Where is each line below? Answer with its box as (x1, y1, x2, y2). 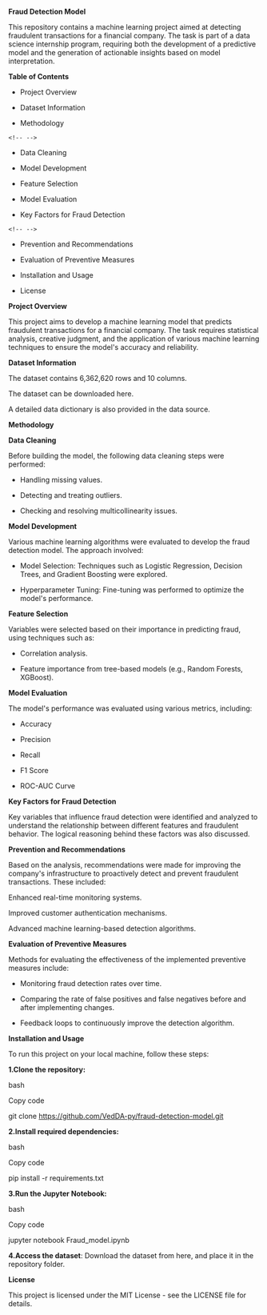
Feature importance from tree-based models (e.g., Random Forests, (19, 664, 244, 673)
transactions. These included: (8, 877, 106, 887)
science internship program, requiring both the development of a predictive (8, 39, 257, 49)
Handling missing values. (19, 475, 103, 484)
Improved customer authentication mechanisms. (8, 908, 168, 917)
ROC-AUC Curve (19, 781, 76, 791)
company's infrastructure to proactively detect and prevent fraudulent (8, 868, 239, 878)
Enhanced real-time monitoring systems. (8, 892, 142, 902)
